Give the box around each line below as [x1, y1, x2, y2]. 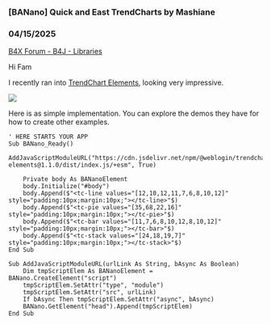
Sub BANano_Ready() [8, 140, 74, 148]
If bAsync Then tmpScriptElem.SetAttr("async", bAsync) [23, 296, 215, 304]
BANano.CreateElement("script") [8, 274, 117, 283]
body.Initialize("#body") [23, 183, 110, 191]
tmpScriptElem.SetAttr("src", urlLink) [23, 288, 157, 297]
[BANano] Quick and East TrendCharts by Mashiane [8, 6, 215, 18]
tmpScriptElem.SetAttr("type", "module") [23, 281, 164, 289]
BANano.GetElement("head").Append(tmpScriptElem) [23, 302, 194, 311]
